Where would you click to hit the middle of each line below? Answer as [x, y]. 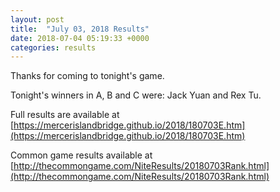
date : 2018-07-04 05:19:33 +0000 [80, 38]
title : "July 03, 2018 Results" [80, 29]
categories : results [53, 47]
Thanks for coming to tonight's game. [87, 76]
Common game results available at [81, 155]
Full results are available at [65, 115]
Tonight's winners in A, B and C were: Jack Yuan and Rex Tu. [136, 95]
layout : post [37, 19]
